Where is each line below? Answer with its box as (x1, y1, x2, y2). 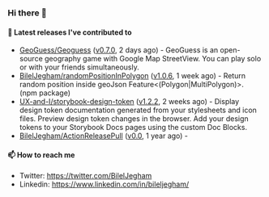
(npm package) (19, 88, 70, 98)
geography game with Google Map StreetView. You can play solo (44, 54, 262, 64)
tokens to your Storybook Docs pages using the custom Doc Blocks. (19, 123, 248, 132)
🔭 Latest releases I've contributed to (7, 27, 132, 37)
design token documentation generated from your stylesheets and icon (19, 105, 257, 115)
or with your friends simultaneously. (19, 62, 139, 72)
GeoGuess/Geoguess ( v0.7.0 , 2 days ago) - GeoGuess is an (19, 45, 219, 55)
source (19, 54, 44, 64)
